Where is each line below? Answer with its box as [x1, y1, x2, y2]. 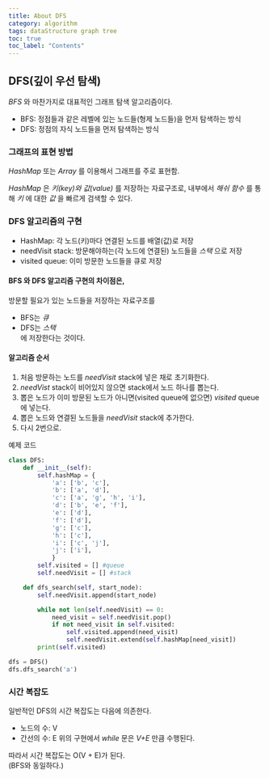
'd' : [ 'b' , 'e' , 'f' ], [51, 501, 128, 510]
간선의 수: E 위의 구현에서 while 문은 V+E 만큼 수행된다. [19, 733, 195, 742]
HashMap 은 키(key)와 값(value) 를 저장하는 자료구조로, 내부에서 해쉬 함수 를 [8, 184, 253, 193]
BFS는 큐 [19, 312, 49, 322]
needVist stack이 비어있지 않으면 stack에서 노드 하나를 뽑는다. [19, 382, 220, 392]
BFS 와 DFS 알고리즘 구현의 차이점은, [8, 276, 125, 285]
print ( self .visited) [37, 644, 107, 652]
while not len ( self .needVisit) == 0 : [37, 606, 164, 614]
